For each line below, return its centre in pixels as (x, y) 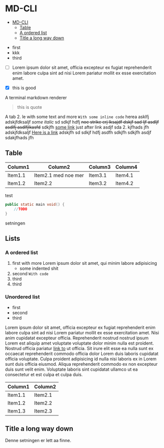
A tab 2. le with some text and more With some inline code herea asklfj (77, 117)
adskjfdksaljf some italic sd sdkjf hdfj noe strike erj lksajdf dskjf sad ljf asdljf (82, 122)
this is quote (29, 107)
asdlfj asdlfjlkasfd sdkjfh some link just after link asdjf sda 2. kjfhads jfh (77, 127)
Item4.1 (124, 175)
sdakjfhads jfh (19, 138)
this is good (24, 88)
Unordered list (23, 297)
